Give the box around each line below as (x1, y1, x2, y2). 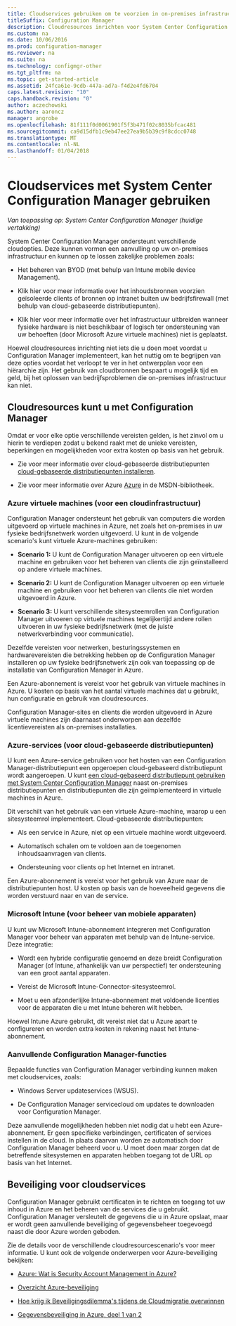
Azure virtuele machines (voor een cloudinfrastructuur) (7, 498, 202, 508)
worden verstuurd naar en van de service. (7, 892, 129, 900)
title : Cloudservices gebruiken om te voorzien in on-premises (7, 10, 197, 18)
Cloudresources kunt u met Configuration (7, 401, 194, 413)
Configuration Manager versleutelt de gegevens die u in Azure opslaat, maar (7, 1212, 228, 1221)
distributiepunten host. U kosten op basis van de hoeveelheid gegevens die (7, 884, 225, 892)
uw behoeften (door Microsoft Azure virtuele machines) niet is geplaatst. (17, 330, 228, 338)
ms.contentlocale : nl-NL (7, 141, 80, 148)
